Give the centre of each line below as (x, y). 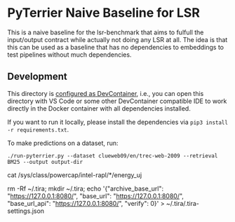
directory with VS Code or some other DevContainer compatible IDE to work (117, 101)
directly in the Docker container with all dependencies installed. (99, 108)
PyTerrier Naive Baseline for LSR (103, 13)
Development (38, 77)
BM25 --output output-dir (45, 162)
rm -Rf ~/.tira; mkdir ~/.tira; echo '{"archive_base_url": (86, 188)
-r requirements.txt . (38, 129)
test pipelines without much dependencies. (69, 55)
